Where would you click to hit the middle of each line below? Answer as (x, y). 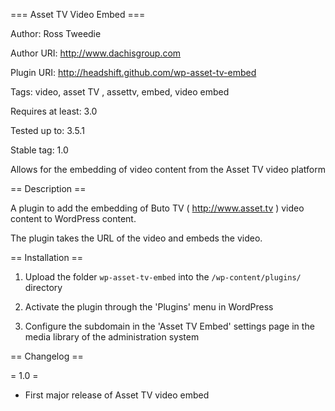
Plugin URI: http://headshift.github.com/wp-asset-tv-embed (133, 72)
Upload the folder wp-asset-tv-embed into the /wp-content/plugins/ (163, 277)
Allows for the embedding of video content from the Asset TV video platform (168, 169)
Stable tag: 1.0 (39, 150)
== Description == (48, 188)
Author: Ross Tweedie (56, 33)
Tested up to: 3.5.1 (47, 130)
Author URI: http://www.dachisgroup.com (96, 53)
